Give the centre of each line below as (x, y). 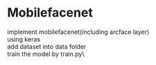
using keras (24, 39)
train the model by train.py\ (46, 54)
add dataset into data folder (47, 46)
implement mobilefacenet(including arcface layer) (78, 32)
